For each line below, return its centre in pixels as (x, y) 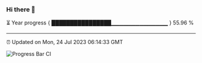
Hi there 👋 (21, 10)
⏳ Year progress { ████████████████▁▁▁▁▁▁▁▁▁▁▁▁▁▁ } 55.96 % (100, 23)
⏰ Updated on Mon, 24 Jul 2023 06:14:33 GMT (65, 42)
